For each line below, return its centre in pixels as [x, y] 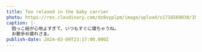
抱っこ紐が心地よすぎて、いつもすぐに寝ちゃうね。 [65, 28]
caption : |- [21, 23]
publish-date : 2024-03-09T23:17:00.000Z [58, 39]
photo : [14, 17]
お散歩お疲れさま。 [32, 34]
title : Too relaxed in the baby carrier [58, 12]
